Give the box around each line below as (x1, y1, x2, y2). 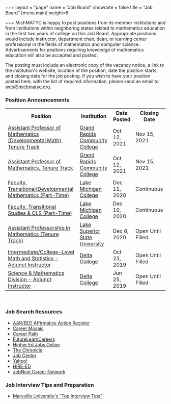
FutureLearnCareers (12, 336, 55, 342)
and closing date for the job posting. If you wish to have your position (5, 73, 151, 79)
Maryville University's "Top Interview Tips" (12, 393, 103, 399)
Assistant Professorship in (8, 224, 70, 232)
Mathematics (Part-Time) (8, 192, 70, 199)
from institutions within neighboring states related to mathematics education (5, 25, 165, 31)
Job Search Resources (5, 308, 63, 315)
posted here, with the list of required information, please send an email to (5, 79, 159, 84)
